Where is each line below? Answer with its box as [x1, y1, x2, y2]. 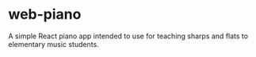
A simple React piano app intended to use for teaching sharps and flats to [8, 31, 248, 41]
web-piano [8, 5, 82, 23]
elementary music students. [8, 39, 99, 48]
